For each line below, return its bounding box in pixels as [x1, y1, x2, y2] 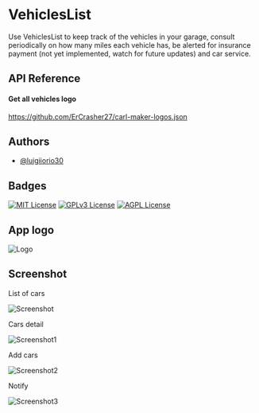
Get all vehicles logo [8, 94, 77, 103]
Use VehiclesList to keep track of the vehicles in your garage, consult [8, 32, 235, 41]
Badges [8, 179, 47, 193]
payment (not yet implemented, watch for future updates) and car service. [8, 49, 252, 58]
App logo [8, 223, 54, 236]
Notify [8, 380, 29, 391]
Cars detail [8, 319, 44, 329]
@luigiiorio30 [19, 156, 64, 166]
